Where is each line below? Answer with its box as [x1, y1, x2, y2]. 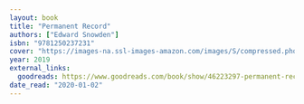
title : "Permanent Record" [9, 22, 111, 31]
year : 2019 [9, 55, 51, 64]
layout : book [9, 13, 59, 23]
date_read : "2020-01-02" [9, 80, 103, 90]
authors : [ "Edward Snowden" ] [9, 30, 119, 39]
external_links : [9, 64, 71, 73]
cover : [9, 47, 34, 56]
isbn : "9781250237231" [9, 38, 95, 48]
